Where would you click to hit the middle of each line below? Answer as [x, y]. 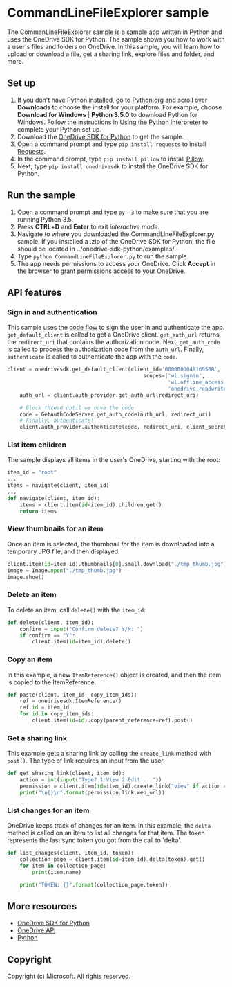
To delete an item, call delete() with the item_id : [77, 610]
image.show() [26, 577]
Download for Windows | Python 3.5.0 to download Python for [107, 114]
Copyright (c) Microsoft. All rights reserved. [69, 976]
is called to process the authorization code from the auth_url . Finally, [106, 349]
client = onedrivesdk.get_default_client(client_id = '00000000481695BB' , [114, 370]
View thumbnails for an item [55, 529]
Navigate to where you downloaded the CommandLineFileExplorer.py [116, 234]
